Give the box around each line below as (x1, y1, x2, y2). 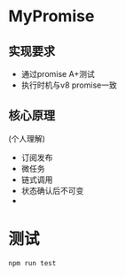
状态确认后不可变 (20, 185, 84, 195)
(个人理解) (8, 133, 46, 143)
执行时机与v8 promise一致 (20, 80, 117, 90)
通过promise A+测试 (20, 69, 95, 79)
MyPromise (8, 6, 95, 27)
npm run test (8, 258, 57, 267)
